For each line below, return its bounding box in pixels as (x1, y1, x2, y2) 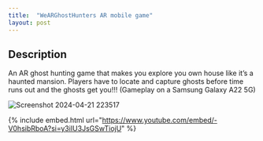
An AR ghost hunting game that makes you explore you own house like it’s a (8, 68, 254, 78)
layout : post (8, 19, 51, 27)
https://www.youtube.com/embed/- (102, 115, 218, 125)
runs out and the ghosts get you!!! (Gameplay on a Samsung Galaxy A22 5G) (8, 85, 256, 95)
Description (8, 48, 67, 61)
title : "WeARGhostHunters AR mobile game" (8, 11, 154, 20)
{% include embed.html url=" (8, 115, 102, 125)
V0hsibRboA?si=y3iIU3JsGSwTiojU (8, 124, 122, 133)
